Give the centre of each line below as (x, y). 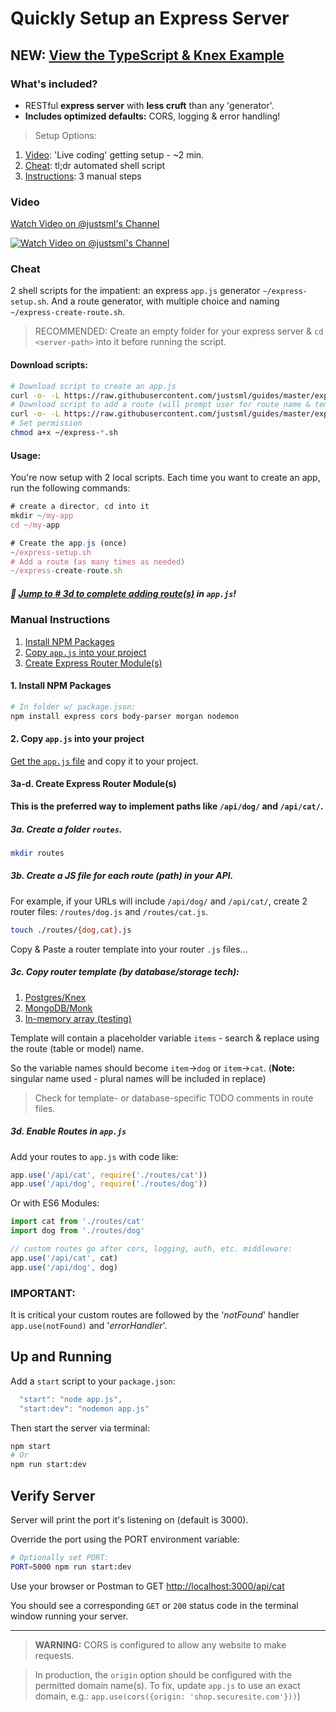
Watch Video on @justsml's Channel (85, 224)
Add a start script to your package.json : (93, 1381)
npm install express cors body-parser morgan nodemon (125, 716)
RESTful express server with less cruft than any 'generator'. (149, 105)
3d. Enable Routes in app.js (68, 1131)
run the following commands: (70, 488)
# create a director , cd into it (80, 507)
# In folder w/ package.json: (73, 707)
